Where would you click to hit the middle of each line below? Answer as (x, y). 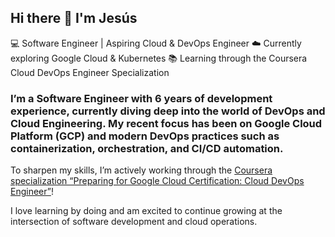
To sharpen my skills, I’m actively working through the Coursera (141, 170)
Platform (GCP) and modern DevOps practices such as (145, 136)
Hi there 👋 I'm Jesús (74, 18)
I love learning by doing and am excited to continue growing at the (146, 211)
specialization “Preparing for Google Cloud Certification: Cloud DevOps (157, 181)
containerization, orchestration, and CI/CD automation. (147, 148)
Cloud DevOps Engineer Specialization (90, 72)
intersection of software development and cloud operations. (134, 222)
